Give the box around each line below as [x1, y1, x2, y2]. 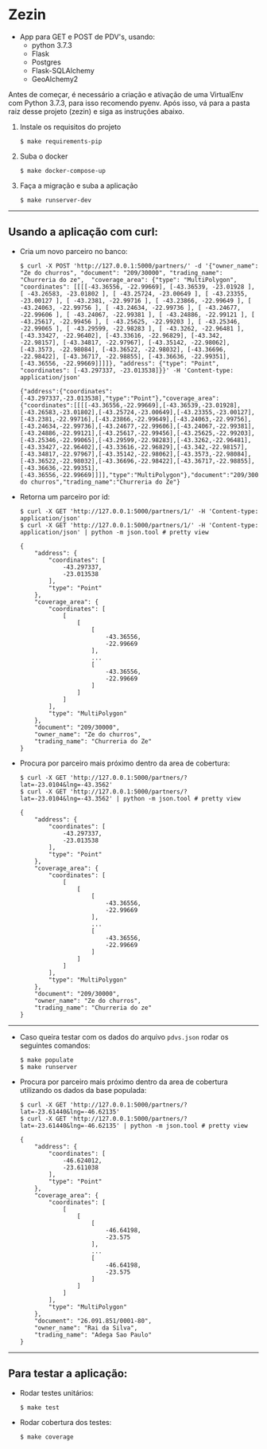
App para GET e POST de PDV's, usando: [19, 32, 155, 41]
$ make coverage [19, 1432, 74, 1441]
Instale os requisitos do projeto [19, 122, 122, 131]
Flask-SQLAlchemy [31, 65, 95, 75]
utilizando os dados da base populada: [19, 1085, 147, 1095]
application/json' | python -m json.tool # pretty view [19, 528, 209, 536]
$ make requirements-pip [19, 137, 103, 145]
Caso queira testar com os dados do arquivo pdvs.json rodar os [19, 1032, 229, 1041]
